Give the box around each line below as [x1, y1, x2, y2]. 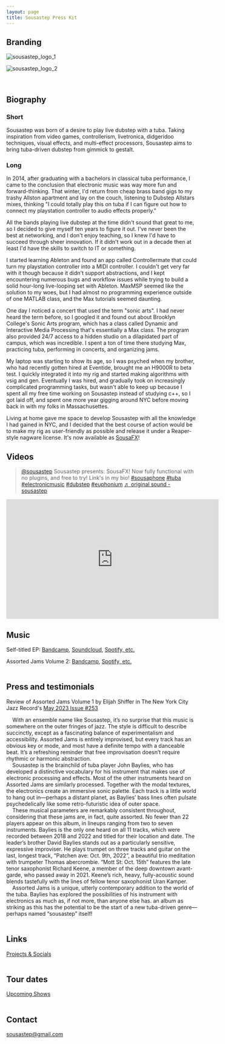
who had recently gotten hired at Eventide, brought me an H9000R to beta [6, 364, 192, 372]
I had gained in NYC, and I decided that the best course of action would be [6, 421, 193, 429]
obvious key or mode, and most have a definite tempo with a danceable [6, 742, 185, 749]
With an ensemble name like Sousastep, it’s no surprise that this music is [12, 716, 194, 724]
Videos [6, 451, 34, 462]
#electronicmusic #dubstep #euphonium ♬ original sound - [21, 481, 171, 488]
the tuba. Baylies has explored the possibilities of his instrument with [6, 890, 178, 897]
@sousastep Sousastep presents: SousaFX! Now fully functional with [21, 468, 194, 475]
